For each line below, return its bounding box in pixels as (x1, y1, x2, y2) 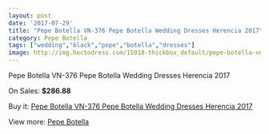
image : (8, 49, 30, 57)
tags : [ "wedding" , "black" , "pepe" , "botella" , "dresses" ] (8, 41, 195, 49)
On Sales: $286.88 (8, 86, 71, 96)
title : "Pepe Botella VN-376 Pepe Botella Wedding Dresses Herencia (8, 26, 242, 34)
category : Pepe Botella (8, 33, 88, 42)
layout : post (8, 11, 52, 20)
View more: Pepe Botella (8, 117, 90, 126)
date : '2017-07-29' (8, 19, 74, 27)
